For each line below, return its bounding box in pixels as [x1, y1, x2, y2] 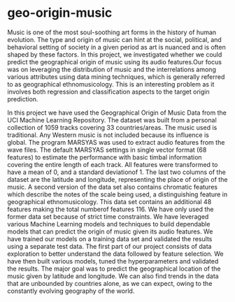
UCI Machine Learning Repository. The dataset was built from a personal [7, 115, 217, 124]
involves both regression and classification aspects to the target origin [7, 87, 210, 96]
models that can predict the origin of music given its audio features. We [7, 227, 213, 236]
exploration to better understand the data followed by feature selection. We [7, 250, 224, 258]
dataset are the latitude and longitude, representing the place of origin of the [7, 175, 228, 183]
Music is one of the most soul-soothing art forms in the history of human [7, 28, 217, 36]
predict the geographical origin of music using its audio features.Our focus [7, 57, 222, 66]
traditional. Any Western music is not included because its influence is [7, 131, 210, 139]
